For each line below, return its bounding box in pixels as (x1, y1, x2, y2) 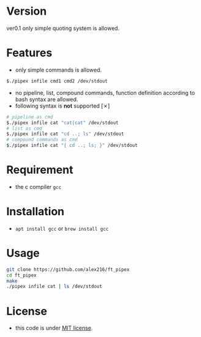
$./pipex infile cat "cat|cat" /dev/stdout (6, 119, 119, 126)
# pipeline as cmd (6, 114, 53, 120)
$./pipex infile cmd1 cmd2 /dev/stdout (6, 78, 108, 84)
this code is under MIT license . (15, 324, 93, 331)
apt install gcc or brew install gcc (15, 224, 109, 232)
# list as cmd (6, 125, 43, 131)
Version (6, 4, 47, 18)
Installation (6, 205, 65, 218)
